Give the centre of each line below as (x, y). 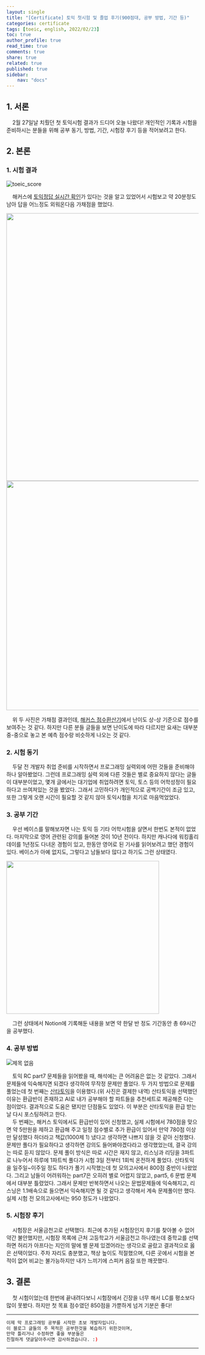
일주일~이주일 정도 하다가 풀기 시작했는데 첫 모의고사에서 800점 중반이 (97, 1168)
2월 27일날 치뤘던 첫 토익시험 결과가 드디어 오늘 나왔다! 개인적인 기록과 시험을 (105, 122)
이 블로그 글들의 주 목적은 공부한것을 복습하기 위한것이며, (70, 1328)
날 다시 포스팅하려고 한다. (37, 1114)
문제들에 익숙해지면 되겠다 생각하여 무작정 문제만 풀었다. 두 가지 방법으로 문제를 (101, 1083)
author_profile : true (34, 40)
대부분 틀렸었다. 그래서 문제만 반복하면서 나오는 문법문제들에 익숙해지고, (103, 1183)
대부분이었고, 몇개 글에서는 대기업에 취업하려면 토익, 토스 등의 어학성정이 (99, 782)
